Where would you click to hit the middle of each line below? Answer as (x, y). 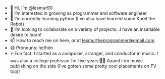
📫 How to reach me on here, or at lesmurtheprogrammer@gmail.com (82, 40)
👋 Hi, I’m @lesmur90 (31, 8)
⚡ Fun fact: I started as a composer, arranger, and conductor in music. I (84, 53)
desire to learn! (26, 35)
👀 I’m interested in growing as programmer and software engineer (78, 13)
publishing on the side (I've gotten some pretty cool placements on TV (83, 66)
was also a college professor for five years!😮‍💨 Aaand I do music (76, 61)
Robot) (17, 24)
